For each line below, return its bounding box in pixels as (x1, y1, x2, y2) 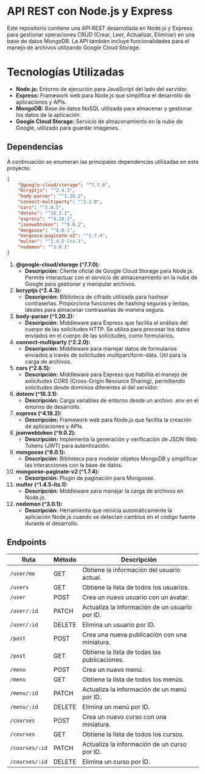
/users (10, 583, 29, 591)
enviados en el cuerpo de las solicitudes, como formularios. (24, 332, 175, 339)
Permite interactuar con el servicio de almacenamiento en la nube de (24, 273, 198, 281)
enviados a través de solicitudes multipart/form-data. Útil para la (24, 351, 187, 359)
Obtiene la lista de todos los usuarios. (82, 583, 189, 591)
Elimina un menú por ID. (82, 702, 150, 711)
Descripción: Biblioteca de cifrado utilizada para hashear (24, 293, 169, 300)
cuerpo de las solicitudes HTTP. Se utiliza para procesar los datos (24, 325, 190, 332)
